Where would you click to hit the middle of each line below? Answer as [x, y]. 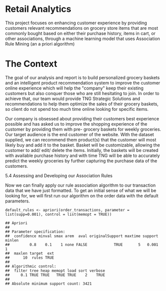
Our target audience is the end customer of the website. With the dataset [80, 134]
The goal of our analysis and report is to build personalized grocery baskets [83, 77]
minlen [12, 240]
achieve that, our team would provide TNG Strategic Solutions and [73, 98]
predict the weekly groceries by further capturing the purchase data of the [81, 161]
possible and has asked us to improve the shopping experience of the [76, 124]
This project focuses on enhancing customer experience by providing [76, 23]
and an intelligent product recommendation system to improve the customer [83, 83]
